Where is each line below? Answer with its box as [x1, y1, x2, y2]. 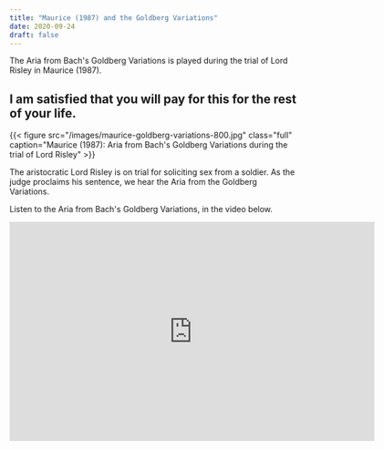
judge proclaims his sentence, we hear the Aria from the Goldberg [9, 177, 258, 188]
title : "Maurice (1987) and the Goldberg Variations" [9, 13, 219, 23]
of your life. [9, 106, 77, 121]
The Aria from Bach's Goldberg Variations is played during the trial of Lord [9, 56, 288, 66]
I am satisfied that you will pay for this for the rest [9, 91, 297, 107]
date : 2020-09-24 [9, 22, 76, 31]
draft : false [9, 30, 59, 39]
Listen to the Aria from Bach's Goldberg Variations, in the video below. [9, 204, 274, 215]
